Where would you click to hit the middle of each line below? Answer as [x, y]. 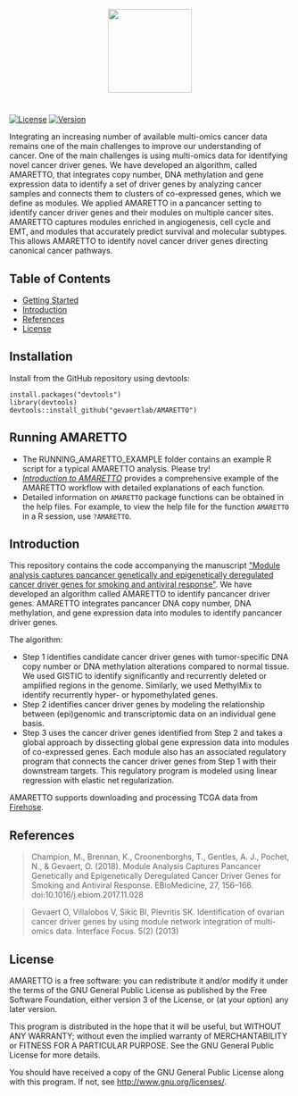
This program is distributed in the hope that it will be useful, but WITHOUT [145, 1026]
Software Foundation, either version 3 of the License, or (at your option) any [149, 1000]
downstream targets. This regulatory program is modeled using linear [149, 771]
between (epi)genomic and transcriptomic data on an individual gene [149, 714]
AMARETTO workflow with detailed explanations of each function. [144, 488]
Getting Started [50, 300]
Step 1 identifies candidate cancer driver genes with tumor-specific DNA [155, 657]
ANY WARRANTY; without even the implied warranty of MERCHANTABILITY [149, 1036]
